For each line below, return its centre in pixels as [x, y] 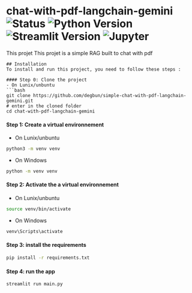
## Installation [26, 64]
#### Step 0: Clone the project [46, 80]
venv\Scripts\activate [34, 231]
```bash [16, 90]
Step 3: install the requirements [46, 245]
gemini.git [20, 101]
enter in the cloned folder [47, 106]
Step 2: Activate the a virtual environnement [62, 185]
